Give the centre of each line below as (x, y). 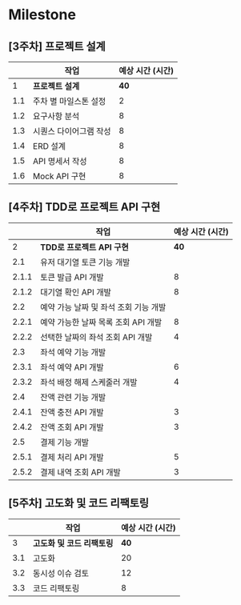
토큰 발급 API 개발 (72, 277)
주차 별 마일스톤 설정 (70, 101)
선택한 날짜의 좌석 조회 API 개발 (96, 337)
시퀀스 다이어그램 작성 (72, 131)
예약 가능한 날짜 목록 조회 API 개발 (101, 322)
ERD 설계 (50, 146)
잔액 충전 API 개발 (72, 412)
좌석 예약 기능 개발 (73, 352)
